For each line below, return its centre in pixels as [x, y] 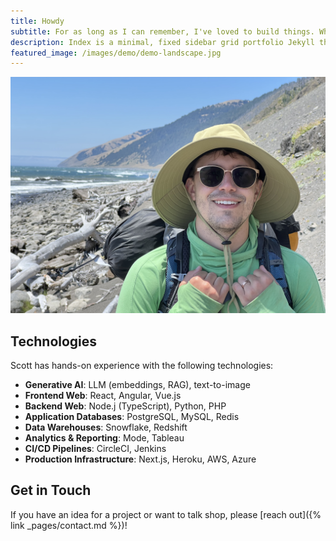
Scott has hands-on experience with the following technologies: [142, 366]
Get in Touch [51, 490]
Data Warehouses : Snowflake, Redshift [106, 427]
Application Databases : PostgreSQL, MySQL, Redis [132, 417]
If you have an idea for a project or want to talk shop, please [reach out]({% [166, 514]
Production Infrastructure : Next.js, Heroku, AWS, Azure [140, 459]
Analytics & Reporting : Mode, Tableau [104, 438]
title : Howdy [37, 21]
